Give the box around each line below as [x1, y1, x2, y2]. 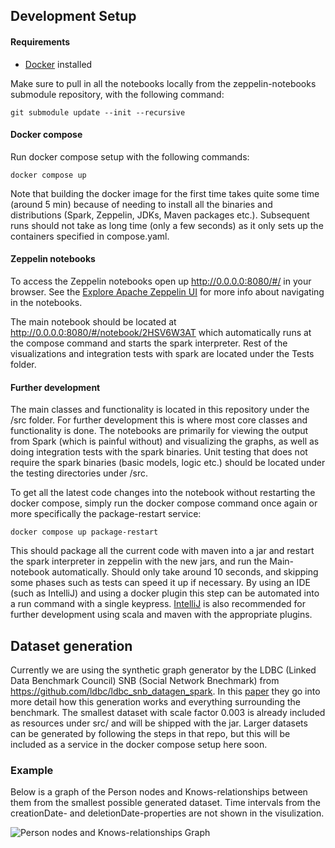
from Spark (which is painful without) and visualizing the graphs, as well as [10, 435, 320, 448]
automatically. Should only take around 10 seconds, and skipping [51, 566, 319, 578]
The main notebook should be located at [10, 316, 177, 328]
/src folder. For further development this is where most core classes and [10, 414, 308, 426]
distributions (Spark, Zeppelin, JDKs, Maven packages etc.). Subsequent [10, 209, 310, 221]
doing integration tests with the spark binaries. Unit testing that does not [10, 446, 308, 458]
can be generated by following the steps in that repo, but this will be [10, 728, 291, 740]
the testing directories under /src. [10, 467, 149, 479]
